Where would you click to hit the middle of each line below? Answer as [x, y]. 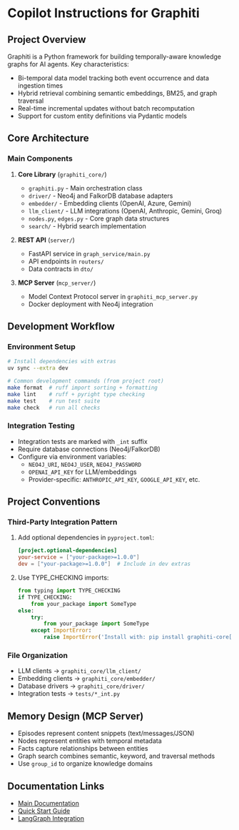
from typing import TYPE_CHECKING [69, 591]
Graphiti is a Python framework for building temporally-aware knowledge [114, 56]
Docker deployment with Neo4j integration [91, 304]
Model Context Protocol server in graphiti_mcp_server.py [113, 296]
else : [26, 611]
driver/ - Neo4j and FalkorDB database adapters [101, 196]
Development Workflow [61, 327]
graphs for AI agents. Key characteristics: [68, 64]
